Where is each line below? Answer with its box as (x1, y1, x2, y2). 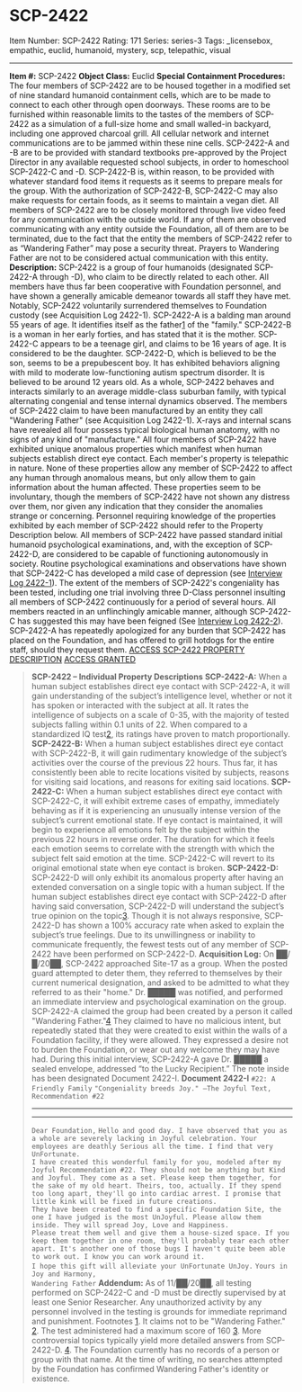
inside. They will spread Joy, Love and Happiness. (31, 1220, 229, 1229)
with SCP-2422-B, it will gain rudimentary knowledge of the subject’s (31, 748, 288, 759)
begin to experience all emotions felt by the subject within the (31, 824, 261, 835)
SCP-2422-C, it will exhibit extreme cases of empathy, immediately (31, 795, 280, 806)
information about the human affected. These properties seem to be (9, 481, 262, 492)
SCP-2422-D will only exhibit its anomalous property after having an (31, 872, 284, 883)
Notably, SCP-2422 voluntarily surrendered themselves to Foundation (9, 300, 268, 310)
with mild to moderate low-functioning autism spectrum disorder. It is (9, 366, 265, 378)
